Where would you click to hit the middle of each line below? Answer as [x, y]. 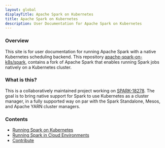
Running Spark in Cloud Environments [51, 135]
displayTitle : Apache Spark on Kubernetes [49, 14]
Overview [17, 41]
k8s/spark [15, 62]
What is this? [21, 80]
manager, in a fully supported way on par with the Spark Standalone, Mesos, [83, 101]
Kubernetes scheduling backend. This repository [55, 57]
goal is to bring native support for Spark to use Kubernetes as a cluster [77, 96]
